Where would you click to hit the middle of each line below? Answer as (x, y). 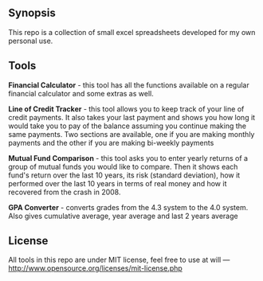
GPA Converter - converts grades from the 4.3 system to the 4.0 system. (128, 207)
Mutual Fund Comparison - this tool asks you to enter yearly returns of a (128, 158)
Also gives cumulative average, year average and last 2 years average (123, 216)
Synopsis (32, 13)
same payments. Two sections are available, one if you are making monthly (131, 134)
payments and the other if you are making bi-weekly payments (111, 142)
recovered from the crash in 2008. (65, 192)
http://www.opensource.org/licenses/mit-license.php (96, 268)
